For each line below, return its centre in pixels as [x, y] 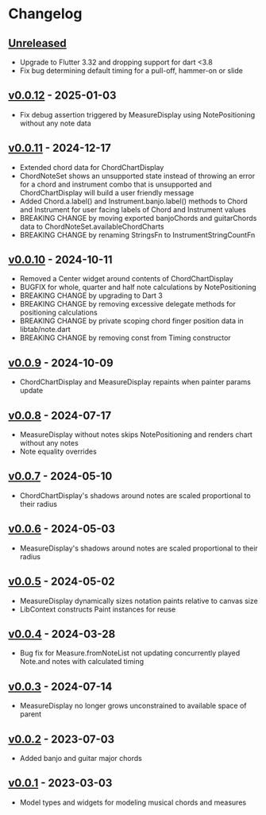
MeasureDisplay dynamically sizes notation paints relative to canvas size [139, 601]
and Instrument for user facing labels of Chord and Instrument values [133, 209]
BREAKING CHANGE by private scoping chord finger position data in [131, 321]
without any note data [55, 123]
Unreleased [38, 43]
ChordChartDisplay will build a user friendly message [107, 192]
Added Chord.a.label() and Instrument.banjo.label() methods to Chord [133, 201]
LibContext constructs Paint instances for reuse [98, 609]
